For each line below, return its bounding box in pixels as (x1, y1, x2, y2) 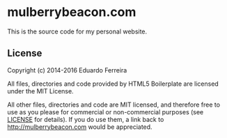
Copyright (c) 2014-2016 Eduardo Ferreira (7, 66, 127, 74)
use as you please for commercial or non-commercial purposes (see (7, 107, 204, 116)
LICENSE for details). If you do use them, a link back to (7, 115, 164, 123)
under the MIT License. (7, 86, 75, 95)
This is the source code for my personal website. (7, 27, 148, 36)
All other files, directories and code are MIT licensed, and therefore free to (7, 100, 221, 109)
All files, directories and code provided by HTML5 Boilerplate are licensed (7, 79, 219, 88)
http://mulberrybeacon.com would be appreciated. (7, 123, 152, 131)
